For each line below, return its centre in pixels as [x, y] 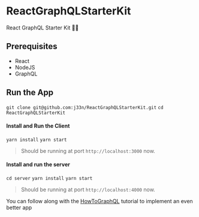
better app [19, 207]
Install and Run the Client [38, 126]
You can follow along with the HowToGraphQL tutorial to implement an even [99, 201]
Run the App [30, 93]
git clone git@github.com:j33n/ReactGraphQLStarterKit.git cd [85, 107]
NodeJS [25, 67]
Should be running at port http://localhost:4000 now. [88, 189]
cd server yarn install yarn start [49, 178]
